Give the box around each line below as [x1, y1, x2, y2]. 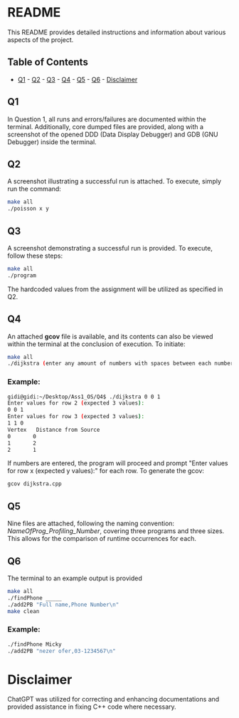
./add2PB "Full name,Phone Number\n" [7, 601, 119, 608]
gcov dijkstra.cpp [7, 480, 62, 487]
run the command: [7, 185, 62, 193]
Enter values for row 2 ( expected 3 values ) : [7, 400, 144, 407]
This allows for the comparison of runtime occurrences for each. [7, 535, 197, 543]
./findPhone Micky [7, 640, 62, 648]
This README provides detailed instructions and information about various [7, 28, 226, 36]
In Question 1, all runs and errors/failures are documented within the [7, 115, 206, 123]
